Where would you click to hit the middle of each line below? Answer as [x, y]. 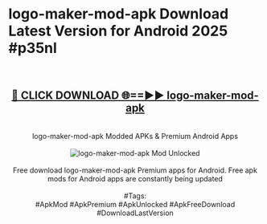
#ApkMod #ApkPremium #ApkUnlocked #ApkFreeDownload [135, 204]
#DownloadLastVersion [135, 213]
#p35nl [33, 48]
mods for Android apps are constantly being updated [135, 178]
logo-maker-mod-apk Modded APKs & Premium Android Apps [135, 136]
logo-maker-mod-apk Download [119, 14]
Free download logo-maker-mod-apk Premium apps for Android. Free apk [135, 170]
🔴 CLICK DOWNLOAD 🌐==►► [88, 96]
